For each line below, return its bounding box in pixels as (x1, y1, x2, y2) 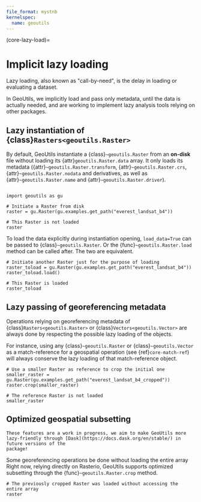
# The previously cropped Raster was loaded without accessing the (6, 480, 179, 486)
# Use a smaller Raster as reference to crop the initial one (6, 366, 165, 372)
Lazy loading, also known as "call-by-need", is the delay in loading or (6, 77, 177, 85)
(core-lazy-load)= (6, 37, 50, 44)
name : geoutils (11, 20, 50, 26)
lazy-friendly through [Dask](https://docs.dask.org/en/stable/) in (6, 435, 181, 441)
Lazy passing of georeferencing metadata (6, 302, 166, 312)
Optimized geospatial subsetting (6, 414, 131, 425)
